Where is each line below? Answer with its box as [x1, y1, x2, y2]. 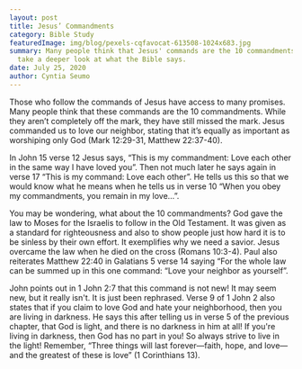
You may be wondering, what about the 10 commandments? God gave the [9, 208, 283, 219]
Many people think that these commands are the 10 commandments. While [9, 105, 286, 117]
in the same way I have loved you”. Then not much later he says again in [9, 161, 277, 172]
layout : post [9, 13, 58, 22]
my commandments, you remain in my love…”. [9, 190, 180, 201]
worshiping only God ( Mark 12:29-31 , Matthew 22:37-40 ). [9, 134, 223, 145]
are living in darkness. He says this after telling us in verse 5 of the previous [9, 311, 289, 322]
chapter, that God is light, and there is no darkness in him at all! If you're [9, 320, 276, 331]
